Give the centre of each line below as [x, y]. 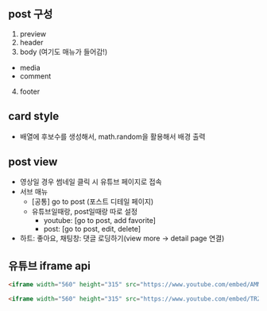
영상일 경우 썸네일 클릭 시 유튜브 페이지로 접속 [91, 182]
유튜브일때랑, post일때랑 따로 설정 [84, 212]
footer [30, 91]
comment [35, 76]
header [31, 42]
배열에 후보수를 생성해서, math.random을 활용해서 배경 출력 [112, 136]
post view [33, 162]
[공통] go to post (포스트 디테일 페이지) [93, 202]
